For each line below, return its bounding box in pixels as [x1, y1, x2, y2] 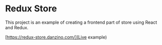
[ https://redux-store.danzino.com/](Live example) [5, 34, 107, 40]
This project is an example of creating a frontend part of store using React [5, 19, 157, 25]
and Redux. [5, 24, 29, 30]
